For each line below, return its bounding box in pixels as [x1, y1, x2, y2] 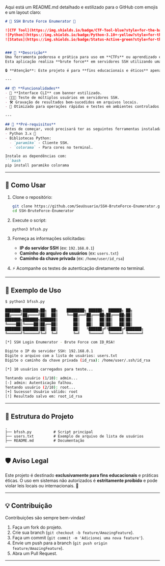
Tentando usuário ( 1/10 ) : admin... [5, 376, 78, 380]
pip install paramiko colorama [5, 163, 69, 168]
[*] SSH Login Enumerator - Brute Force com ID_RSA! [5, 340, 115, 345]
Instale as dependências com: [5, 154, 67, 159]
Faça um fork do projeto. [12, 524, 62, 530]
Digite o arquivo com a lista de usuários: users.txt [5, 353, 118, 358]
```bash [5, 158, 21, 163]
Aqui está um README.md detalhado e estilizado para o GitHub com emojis [5, 4, 158, 10]
